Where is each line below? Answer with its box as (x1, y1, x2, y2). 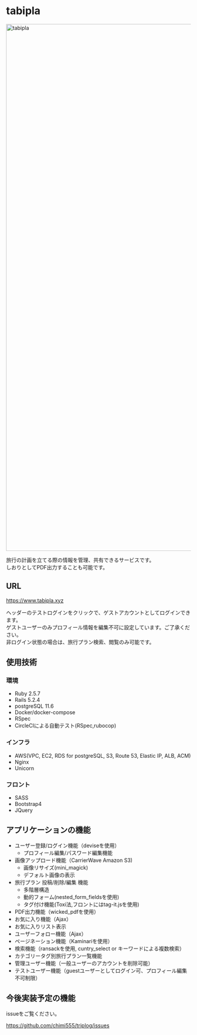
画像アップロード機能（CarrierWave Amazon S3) (14, 857, 133, 864)
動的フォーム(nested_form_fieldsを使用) (23, 893, 120, 900)
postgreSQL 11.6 (14, 702, 54, 710)
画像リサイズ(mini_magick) (23, 864, 89, 871)
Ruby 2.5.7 (14, 690, 41, 697)
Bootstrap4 (14, 801, 42, 808)
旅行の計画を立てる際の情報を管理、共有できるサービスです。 (6, 556, 155, 563)
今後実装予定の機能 (6, 993, 76, 1003)
